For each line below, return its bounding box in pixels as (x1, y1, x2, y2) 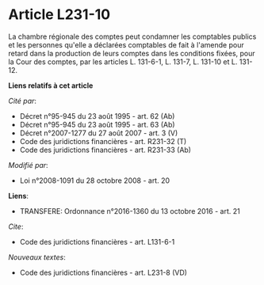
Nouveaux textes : (8, 252, 66, 262)
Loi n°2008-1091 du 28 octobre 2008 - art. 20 (19, 176, 170, 185)
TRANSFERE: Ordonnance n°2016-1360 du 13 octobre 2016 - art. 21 (19, 206, 240, 215)
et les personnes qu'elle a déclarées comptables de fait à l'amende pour (8, 40, 244, 49)
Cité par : (8, 96, 37, 105)
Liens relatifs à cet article (8, 81, 94, 90)
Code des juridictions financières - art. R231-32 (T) (19, 136, 187, 146)
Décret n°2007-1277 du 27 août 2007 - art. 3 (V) (19, 128, 178, 138)
